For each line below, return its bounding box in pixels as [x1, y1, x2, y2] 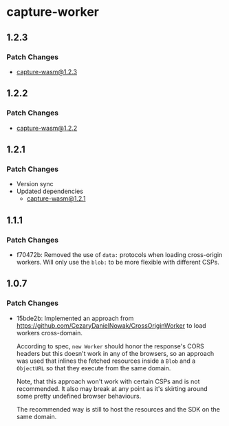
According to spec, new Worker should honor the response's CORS [16, 341, 204, 350]
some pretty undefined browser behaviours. [16, 392, 142, 400]
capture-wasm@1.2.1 [26, 194, 86, 203]
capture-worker [6, 4, 99, 20]
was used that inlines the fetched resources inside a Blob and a [16, 357, 196, 365]
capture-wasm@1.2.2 [16, 124, 78, 132]
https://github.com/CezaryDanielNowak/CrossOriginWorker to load [16, 321, 207, 330]
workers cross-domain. [16, 328, 83, 337]
